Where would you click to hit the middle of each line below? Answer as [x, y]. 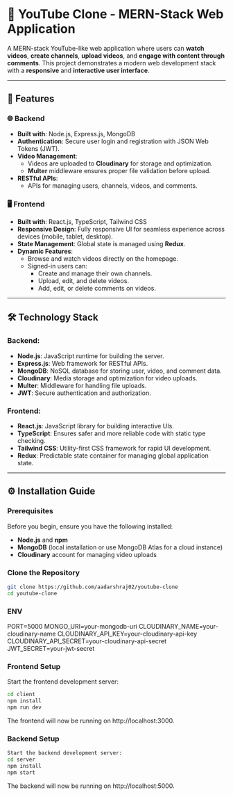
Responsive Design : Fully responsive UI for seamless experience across [121, 229]
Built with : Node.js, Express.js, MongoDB [76, 134]
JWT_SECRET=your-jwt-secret [51, 648]
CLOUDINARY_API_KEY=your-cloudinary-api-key [127, 634]
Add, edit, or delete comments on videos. [97, 288]
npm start [21, 772]
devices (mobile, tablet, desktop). [65, 236]
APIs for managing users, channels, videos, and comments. [112, 185]
